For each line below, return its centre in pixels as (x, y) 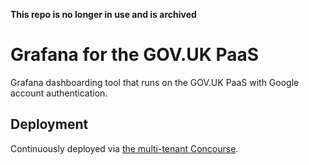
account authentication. (59, 93)
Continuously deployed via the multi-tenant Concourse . (124, 148)
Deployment (49, 124)
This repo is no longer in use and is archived (103, 14)
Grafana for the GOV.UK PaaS (135, 55)
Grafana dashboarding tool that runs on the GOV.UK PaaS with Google (155, 82)
